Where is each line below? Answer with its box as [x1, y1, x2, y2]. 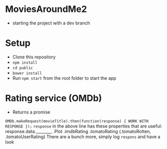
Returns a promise [12, 109, 50, 115]
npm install [12, 60, 37, 65]
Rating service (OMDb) [5, 93, 102, 104]
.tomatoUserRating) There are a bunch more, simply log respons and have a [5, 134, 160, 140]
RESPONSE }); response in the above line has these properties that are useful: [5, 123, 162, 129]
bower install [12, 71, 42, 76]
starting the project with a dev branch [12, 20, 90, 26]
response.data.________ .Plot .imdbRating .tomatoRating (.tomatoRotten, [5, 128, 151, 134]
